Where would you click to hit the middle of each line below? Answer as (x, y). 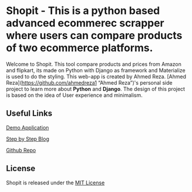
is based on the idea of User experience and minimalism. (74, 95)
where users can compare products (94, 36)
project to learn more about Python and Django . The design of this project (96, 89)
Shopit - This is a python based (83, 11)
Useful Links (29, 114)
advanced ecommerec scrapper (85, 23)
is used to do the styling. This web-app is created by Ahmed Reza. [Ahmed (96, 76)
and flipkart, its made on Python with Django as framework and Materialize (96, 70)
